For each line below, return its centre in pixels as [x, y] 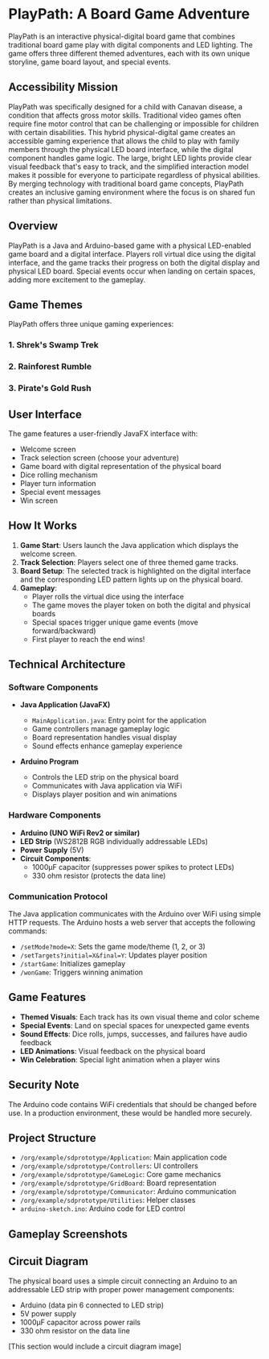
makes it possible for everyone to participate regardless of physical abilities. [134, 175]
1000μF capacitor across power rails [80, 1322]
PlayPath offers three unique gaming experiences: [91, 324]
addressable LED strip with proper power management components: [121, 1289]
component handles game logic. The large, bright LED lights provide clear [130, 158]
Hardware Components [55, 815]
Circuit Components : [55, 859]
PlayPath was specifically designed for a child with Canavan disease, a [126, 106]
